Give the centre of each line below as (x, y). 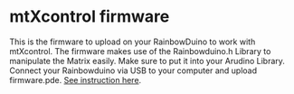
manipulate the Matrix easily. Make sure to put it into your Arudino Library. (147, 61)
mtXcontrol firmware (90, 17)
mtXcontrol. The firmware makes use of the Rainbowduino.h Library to (140, 51)
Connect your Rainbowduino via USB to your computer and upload (133, 70)
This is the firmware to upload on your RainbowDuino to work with (133, 42)
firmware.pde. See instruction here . (76, 80)
